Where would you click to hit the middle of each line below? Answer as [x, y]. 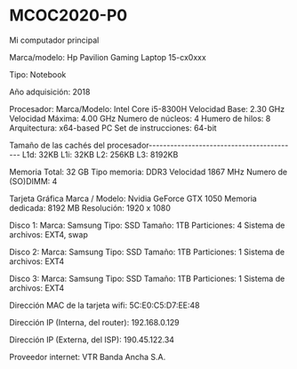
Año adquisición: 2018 [50, 92]
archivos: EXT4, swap [49, 234]
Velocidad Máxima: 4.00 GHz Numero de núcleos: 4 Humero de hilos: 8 [140, 118]
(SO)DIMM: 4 [33, 181]
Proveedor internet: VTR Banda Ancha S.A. [88, 357]
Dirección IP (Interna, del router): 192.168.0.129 [94, 322]
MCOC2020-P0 [68, 16]
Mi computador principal [54, 40]
